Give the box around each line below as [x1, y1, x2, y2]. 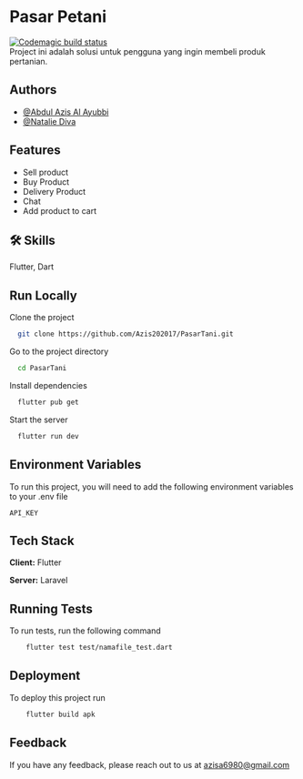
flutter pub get [17, 398, 79, 407]
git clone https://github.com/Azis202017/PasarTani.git [17, 329, 234, 339]
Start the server [9, 414, 68, 425]
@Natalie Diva [22, 116, 76, 126]
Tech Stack [9, 532, 75, 548]
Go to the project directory [9, 346, 109, 357]
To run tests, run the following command [9, 625, 161, 636]
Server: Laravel [9, 575, 68, 586]
